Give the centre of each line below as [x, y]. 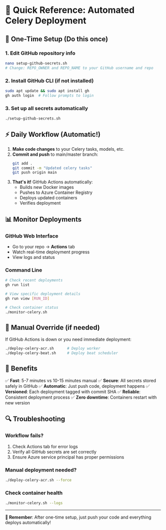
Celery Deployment [46, 21]
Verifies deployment [40, 203]
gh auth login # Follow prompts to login [49, 95]
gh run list [17, 285]
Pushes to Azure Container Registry [56, 192]
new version [18, 403]
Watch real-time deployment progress [51, 252]
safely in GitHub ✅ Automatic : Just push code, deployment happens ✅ [77, 386]
